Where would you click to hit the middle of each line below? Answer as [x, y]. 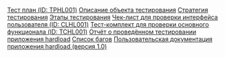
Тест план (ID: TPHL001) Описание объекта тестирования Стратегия [108, 10]
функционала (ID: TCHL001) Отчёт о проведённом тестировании [102, 32]
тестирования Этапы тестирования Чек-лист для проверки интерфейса [112, 17]
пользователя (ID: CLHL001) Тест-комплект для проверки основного [108, 24]
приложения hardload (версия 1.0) [57, 46]
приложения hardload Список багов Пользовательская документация [110, 39]
